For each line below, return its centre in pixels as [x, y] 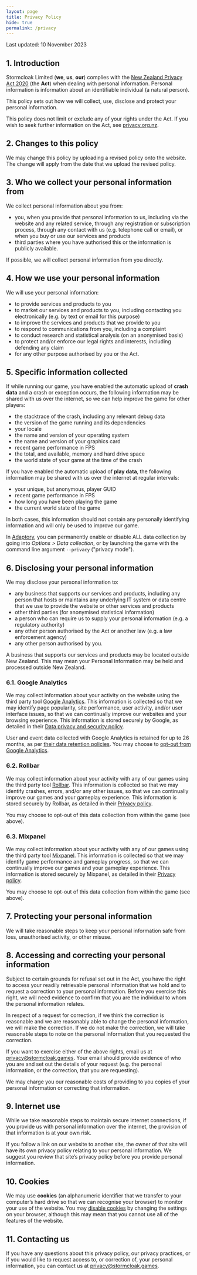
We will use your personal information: [52, 292]
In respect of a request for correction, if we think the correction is [85, 1015]
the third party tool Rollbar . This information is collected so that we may [92, 785]
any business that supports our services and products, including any [97, 594]
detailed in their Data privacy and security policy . [65, 727]
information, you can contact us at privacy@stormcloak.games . [83, 1266]
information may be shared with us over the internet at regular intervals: [93, 478]
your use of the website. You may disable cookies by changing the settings [97, 1208]
